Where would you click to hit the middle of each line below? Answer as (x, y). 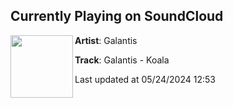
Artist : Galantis (106, 40)
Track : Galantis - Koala (122, 60)
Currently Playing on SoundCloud (117, 16)
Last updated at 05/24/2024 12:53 (145, 79)
